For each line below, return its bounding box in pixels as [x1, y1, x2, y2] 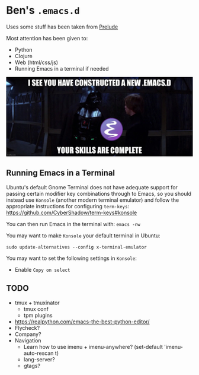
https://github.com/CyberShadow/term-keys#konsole [6, 209, 137, 216]
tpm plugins [23, 312, 53, 319]
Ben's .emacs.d [6, 4, 80, 17]
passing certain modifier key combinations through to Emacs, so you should [6, 190, 191, 197]
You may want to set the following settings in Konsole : [6, 255, 137, 262]
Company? [14, 330, 41, 338]
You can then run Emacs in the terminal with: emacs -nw [6, 220, 140, 227]
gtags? [23, 362, 40, 369]
